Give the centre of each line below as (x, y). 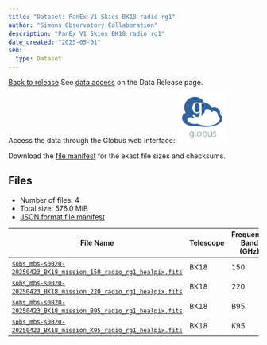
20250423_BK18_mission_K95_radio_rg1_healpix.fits (97, 331)
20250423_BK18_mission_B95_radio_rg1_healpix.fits (97, 311)
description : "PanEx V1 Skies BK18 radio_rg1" (87, 33)
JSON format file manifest (62, 217)
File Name (97, 243)
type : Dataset (39, 59)
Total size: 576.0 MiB (54, 208)
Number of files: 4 (49, 200)
